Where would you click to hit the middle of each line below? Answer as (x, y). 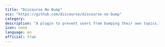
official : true (21, 37)
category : (15, 19)
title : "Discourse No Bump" (34, 10)
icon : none (16, 28)
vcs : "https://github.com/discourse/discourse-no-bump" (63, 14)
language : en (18, 32)
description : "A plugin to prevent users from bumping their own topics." (83, 23)
